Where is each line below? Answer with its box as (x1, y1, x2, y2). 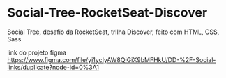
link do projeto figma (7, 48, 67, 57)
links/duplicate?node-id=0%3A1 (7, 63, 100, 71)
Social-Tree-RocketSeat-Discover (7, 5, 208, 21)
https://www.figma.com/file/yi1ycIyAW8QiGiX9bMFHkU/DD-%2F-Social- (7, 55, 216, 64)
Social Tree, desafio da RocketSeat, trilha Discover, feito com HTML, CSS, (7, 28, 220, 36)
